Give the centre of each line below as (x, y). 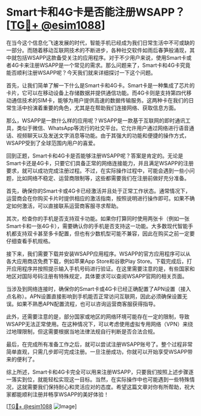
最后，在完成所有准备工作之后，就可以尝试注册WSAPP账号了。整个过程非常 (100, 344)
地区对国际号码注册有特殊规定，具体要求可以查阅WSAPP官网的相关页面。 (97, 276)
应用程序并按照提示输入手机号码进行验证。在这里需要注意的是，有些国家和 (103, 268)
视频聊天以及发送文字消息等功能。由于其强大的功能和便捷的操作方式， (103, 135)
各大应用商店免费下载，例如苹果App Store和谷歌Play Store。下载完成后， (97, 261)
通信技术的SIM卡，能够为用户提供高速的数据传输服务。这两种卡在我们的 (100, 100)
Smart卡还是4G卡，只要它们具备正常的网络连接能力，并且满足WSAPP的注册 (100, 163)
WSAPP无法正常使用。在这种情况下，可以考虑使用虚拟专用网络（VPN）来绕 (100, 324)
